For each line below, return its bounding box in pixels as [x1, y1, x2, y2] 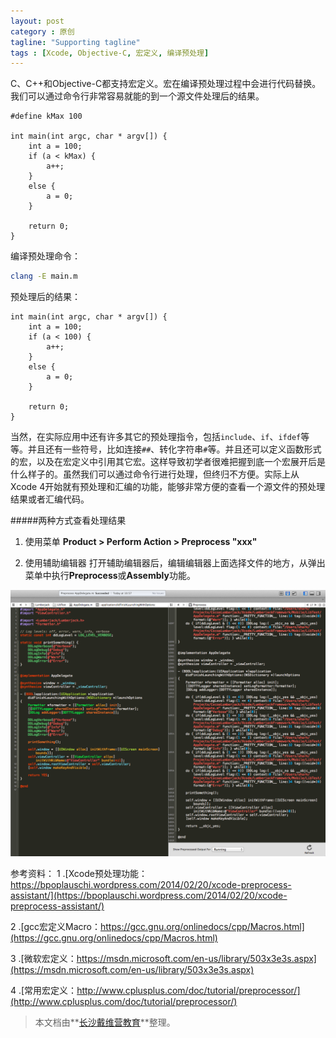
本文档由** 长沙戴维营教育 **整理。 [34, 1016, 176, 1029]
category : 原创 [10, 26, 75, 37]
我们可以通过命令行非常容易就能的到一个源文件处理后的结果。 [10, 90, 265, 102]
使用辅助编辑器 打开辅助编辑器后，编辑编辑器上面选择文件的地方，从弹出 [24, 557, 326, 569]
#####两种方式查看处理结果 [10, 515, 127, 527]
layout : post [10, 16, 65, 26]
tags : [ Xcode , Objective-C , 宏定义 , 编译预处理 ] [10, 48, 210, 58]
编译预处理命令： [10, 250, 81, 262]
